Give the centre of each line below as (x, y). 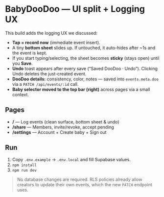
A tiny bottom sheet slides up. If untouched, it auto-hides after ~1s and (84, 48)
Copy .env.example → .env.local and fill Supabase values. (71, 159)
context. (21, 95)
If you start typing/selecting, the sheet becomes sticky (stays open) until (86, 58)
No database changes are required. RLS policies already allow (80, 179)
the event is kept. (30, 53)
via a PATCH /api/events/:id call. (45, 84)
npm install (24, 165)
